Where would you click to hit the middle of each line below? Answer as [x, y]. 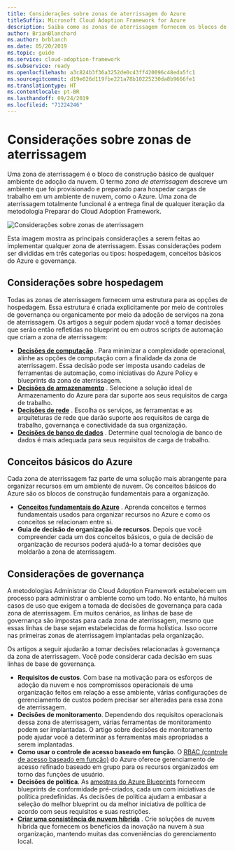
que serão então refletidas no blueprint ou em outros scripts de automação [115, 329]
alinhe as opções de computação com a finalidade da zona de [107, 358]
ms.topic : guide [31, 53]
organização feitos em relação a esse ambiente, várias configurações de [122, 693]
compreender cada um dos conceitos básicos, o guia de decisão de [115, 537]
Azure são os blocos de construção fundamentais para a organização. [108, 493]
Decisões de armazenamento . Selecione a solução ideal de [105, 388]
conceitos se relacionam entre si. [65, 522]
